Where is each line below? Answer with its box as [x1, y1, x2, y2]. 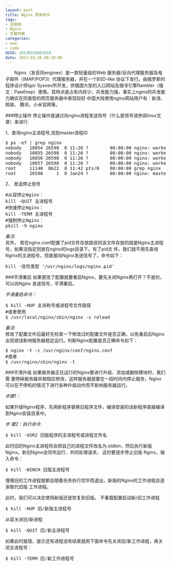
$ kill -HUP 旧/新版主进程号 [5, 506, 72, 512]
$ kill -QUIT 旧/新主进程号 [5, 528, 70, 533]
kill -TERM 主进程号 [5, 211, 53, 217]
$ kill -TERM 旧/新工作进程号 [5, 556, 75, 561]
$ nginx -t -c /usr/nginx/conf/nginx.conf [5, 348, 113, 353]
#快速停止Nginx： [5, 205, 44, 211]
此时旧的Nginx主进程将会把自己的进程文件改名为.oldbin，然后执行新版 [5, 443, 153, 449]
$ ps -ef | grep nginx [5, 140, 62, 146]
